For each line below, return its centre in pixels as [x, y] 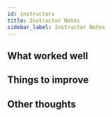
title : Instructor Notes [44, 21]
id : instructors [31, 14]
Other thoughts [42, 104]
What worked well [48, 56]
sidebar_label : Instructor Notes [56, 27]
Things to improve [48, 80]
